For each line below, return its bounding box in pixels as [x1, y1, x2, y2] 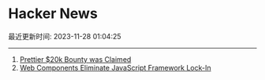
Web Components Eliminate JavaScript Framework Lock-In [19, 63, 211, 72]
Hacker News [8, 5, 99, 23]
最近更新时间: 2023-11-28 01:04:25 [8, 31, 121, 41]
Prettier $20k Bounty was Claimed [19, 54, 132, 64]
